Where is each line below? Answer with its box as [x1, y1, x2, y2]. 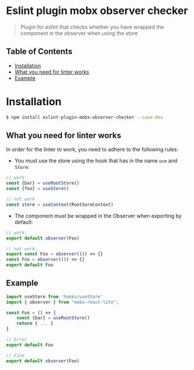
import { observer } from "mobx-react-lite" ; [6, 299, 119, 305]
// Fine [6, 352, 25, 358]
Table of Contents [6, 47, 73, 57]
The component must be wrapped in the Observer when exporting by [14, 212, 182, 219]
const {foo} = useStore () [6, 186, 69, 192]
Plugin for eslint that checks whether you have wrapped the [20, 23, 165, 30]
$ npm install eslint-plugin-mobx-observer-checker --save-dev [6, 114, 164, 120]
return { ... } [16, 320, 54, 327]
